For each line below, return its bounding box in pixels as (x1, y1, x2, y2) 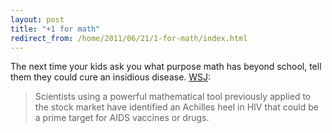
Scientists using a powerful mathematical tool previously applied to (34, 91, 312, 103)
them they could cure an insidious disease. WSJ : (10, 71, 212, 83)
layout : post (10, 14, 65, 25)
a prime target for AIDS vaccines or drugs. (34, 112, 210, 124)
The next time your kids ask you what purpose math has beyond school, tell (10, 61, 322, 73)
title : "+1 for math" (10, 24, 101, 34)
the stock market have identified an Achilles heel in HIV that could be (34, 101, 320, 113)
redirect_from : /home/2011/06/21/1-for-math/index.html (10, 33, 248, 43)
